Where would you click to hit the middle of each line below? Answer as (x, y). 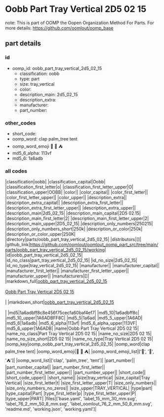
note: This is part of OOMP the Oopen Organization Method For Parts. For (80, 23)
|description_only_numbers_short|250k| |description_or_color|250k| (74, 229)
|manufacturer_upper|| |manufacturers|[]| (47, 276)
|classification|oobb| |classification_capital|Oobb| (55, 182)
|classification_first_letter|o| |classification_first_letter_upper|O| (69, 187)
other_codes (20, 123)
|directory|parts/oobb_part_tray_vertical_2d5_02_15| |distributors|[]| (73, 240)
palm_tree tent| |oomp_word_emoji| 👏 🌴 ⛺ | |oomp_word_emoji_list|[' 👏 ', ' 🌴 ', (80, 351)
